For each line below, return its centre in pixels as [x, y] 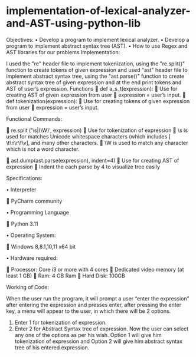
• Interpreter [21, 189]
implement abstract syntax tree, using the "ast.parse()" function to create [95, 76]
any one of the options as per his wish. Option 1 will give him [88, 335]
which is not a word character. [43, 149]
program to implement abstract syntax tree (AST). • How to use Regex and [97, 46]
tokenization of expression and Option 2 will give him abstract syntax [99, 341]
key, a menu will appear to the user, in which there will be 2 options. [89, 311]
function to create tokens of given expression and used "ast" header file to [97, 70]
